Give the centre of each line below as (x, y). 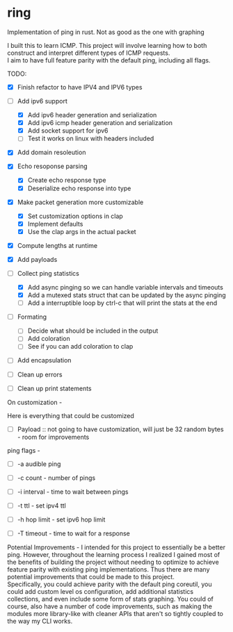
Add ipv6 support (42, 101)
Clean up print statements (54, 388)
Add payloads (37, 259)
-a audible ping (39, 464)
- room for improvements (53, 437)
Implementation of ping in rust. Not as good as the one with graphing (106, 32)
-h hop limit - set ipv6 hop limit (61, 519)
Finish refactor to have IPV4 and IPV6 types (80, 87)
